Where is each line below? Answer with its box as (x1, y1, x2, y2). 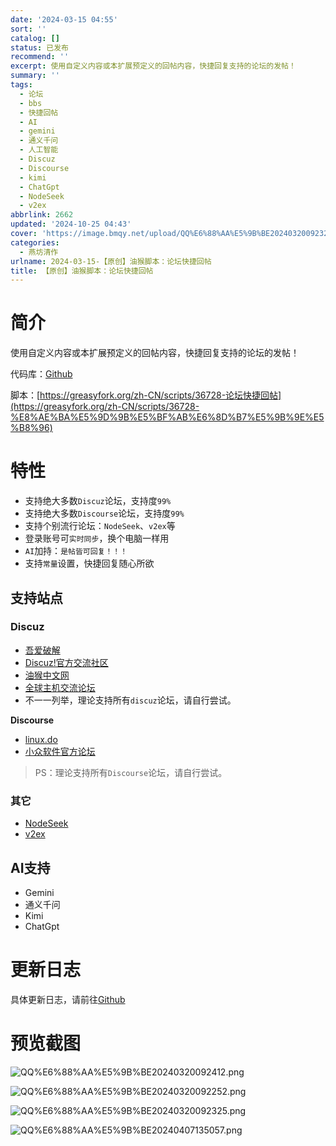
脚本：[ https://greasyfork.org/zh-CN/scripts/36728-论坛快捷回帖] (10, 389, 282, 401)
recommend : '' (10, 52, 70, 62)
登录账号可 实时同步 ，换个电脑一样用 (24, 532, 170, 545)
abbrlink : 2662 (10, 210, 74, 220)
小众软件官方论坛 (24, 745, 96, 757)
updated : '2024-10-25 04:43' (10, 219, 132, 230)
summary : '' (10, 71, 60, 81)
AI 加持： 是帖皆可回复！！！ (24, 545, 128, 557)
